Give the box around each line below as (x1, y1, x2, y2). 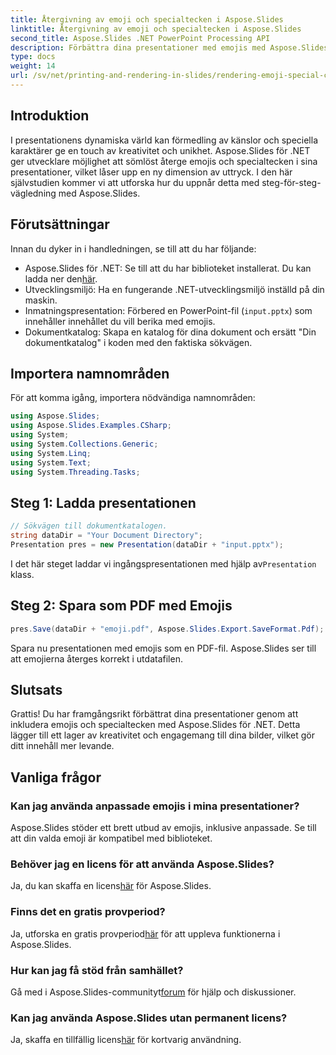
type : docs (10, 52, 56, 62)
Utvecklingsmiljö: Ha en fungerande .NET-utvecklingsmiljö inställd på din (24, 283, 325, 295)
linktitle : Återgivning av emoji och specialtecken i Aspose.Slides (10, 24, 302, 34)
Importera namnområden (10, 365, 170, 382)
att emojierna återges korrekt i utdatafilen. (10, 652, 183, 665)
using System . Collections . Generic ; (10, 439, 159, 449)
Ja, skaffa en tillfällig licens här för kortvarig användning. (10, 1034, 242, 1046)
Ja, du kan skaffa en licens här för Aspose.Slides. (10, 880, 212, 892)
